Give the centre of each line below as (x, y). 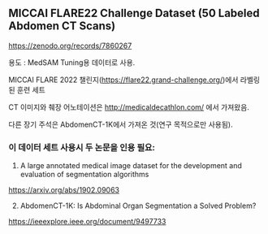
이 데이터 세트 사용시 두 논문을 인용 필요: (82, 147)
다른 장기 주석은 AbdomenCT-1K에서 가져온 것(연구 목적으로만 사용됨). (121, 124)
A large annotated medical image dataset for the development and (131, 166)
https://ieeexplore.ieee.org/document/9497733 (87, 222)
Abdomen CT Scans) (62, 26)
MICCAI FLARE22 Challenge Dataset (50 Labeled (134, 13)
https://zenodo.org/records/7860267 (70, 45)
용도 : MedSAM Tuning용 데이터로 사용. (72, 62)
